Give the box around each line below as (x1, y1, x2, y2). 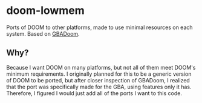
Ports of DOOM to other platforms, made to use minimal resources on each (6, 24, 193, 31)
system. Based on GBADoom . (6, 30, 80, 37)
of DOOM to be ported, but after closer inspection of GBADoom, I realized (6, 76, 191, 84)
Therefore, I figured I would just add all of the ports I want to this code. (6, 89, 183, 97)
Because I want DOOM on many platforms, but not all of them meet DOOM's (6, 64, 196, 71)
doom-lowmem (6, 4, 85, 18)
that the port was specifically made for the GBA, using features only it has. (6, 83, 192, 90)
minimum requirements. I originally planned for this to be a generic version (6, 70, 192, 78)
